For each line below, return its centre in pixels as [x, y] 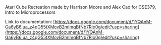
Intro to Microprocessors [30, 12]
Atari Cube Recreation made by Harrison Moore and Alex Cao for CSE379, [80, 7]
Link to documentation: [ [30, 22]
